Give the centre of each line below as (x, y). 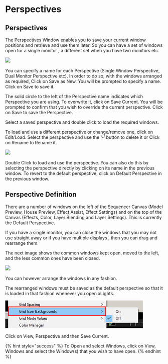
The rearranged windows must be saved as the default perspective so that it (84, 288)
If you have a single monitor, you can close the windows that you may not (81, 232)
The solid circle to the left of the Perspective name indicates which (74, 96)
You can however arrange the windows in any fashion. (61, 278)
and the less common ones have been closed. (53, 258)
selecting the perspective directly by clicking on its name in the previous (80, 168)
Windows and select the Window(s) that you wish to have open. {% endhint (83, 351)
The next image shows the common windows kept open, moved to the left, (82, 253)
